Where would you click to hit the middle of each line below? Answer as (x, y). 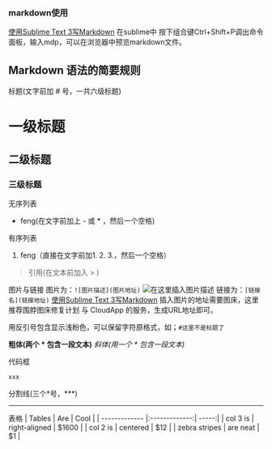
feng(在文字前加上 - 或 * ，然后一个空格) (87, 220)
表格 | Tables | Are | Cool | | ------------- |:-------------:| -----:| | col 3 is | (132, 418)
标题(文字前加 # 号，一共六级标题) (65, 92)
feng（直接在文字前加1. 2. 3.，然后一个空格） (96, 255)
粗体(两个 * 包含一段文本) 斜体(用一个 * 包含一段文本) (97, 344)
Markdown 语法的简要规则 (75, 70)
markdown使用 (38, 12)
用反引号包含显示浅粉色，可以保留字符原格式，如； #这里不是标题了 (117, 327)
